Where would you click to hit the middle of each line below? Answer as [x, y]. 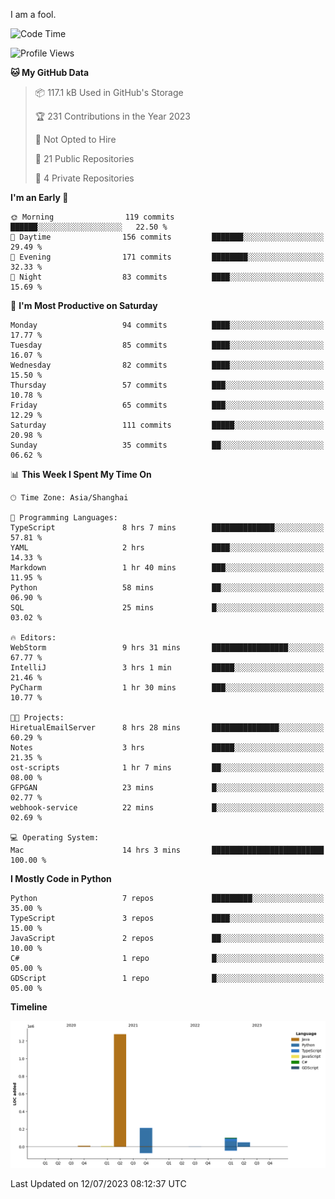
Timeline [29, 1007]
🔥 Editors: [33, 638]
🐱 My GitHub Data [50, 72]
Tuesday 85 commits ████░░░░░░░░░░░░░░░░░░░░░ [167, 345]
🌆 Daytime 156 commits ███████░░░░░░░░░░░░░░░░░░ [167, 237]
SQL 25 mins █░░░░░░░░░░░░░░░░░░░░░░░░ [167, 608]
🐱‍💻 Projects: [37, 718]
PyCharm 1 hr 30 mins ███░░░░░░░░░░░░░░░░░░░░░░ [167, 688]
